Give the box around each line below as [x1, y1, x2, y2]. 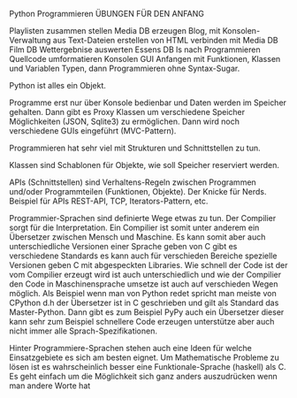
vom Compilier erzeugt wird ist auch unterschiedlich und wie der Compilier [9, 270, 281, 279]
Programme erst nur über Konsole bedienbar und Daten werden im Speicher [9, 97, 287, 108]
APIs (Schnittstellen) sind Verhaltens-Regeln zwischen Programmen [9, 177, 256, 188]
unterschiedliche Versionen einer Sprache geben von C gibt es [9, 241, 238, 251]
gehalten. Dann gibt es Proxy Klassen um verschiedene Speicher [9, 107, 246, 117]
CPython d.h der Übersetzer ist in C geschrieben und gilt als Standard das [9, 297, 279, 308]
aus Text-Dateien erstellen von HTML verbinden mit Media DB [52, 35, 278, 45]
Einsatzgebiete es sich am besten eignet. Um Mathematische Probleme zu [9, 352, 280, 363]
